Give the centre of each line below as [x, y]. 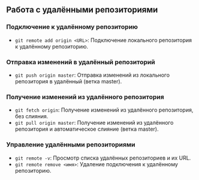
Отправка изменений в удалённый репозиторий [81, 62]
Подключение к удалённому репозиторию [72, 27]
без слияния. [31, 116]
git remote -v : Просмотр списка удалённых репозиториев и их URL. [103, 158]
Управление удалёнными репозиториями [71, 145]
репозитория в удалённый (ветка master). [68, 81]
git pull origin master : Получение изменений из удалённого [94, 123]
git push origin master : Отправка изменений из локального [92, 75]
